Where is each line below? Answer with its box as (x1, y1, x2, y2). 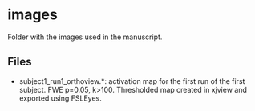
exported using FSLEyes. (18, 93, 102, 103)
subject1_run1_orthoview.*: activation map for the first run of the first (18, 76, 245, 85)
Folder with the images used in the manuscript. (7, 32, 163, 42)
